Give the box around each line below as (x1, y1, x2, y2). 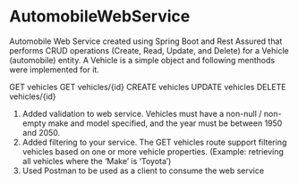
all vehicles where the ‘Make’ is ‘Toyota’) (21, 155, 172, 166)
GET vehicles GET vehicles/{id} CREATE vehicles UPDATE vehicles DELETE (9, 81, 286, 92)
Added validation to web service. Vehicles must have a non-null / (21, 108, 262, 119)
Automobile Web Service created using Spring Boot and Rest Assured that (9, 36, 283, 46)
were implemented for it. (9, 64, 100, 75)
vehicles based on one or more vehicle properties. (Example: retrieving (21, 146, 285, 157)
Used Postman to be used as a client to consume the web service (21, 165, 265, 176)
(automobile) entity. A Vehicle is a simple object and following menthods (9, 54, 276, 65)
